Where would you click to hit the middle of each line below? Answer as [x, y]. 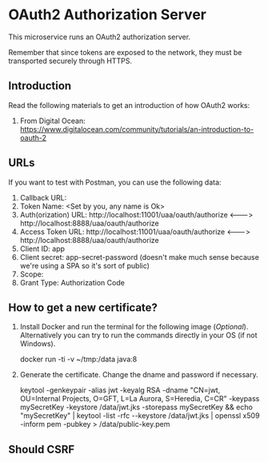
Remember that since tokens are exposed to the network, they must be [125, 52]
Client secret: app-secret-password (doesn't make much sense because [140, 257]
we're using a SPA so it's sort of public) [85, 265]
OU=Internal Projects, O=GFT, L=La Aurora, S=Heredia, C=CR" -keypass [140, 399]
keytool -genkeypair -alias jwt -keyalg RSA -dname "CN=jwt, [120, 390]
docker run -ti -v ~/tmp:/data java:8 [78, 359]
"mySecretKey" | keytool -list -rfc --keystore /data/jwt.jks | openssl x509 [140, 416]
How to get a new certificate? [83, 307]
